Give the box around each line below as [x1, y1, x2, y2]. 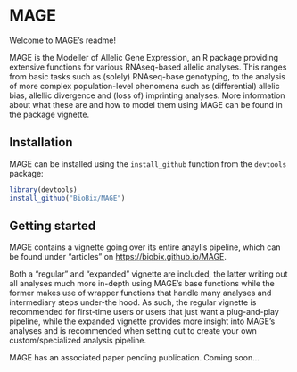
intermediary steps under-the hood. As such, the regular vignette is [9, 297, 257, 308]
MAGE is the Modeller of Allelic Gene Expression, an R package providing [9, 52, 279, 62]
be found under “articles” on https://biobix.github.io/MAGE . [9, 252, 227, 262]
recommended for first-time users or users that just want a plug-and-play [9, 307, 279, 318]
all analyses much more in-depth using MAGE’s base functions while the [9, 278, 275, 289]
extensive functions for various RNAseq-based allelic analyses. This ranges [9, 62, 287, 72]
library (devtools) [9, 185, 78, 194]
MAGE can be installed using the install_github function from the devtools [9, 158, 287, 169]
